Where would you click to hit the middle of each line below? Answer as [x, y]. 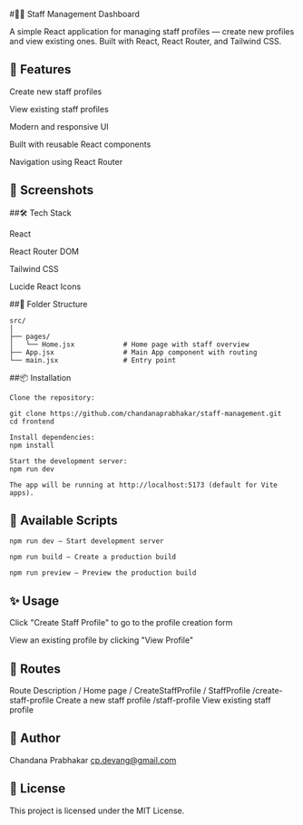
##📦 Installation [40, 377]
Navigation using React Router [66, 161]
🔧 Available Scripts [64, 521]
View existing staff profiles [59, 109]
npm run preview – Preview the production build [103, 573]
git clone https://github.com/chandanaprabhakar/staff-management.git [146, 413]
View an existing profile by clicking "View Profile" [101, 640]
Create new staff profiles [56, 92]
